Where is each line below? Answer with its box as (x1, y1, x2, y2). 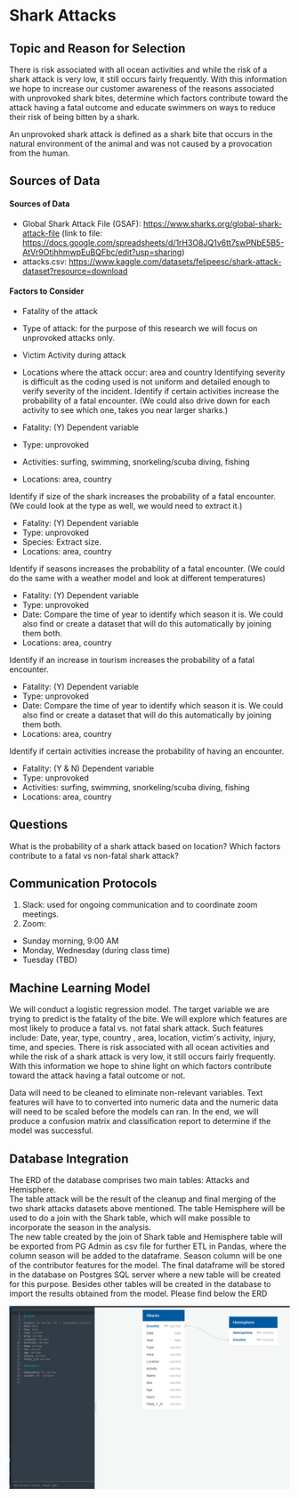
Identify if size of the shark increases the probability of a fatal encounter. (9, 490, 276, 501)
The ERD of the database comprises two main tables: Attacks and (9, 1175, 250, 1186)
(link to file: (61, 228, 103, 239)
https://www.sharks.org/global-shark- (142, 218, 283, 229)
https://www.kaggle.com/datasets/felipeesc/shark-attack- (69, 255, 282, 267)
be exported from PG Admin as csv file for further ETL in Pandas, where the (9, 1241, 287, 1251)
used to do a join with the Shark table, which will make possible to (9, 1212, 251, 1224)
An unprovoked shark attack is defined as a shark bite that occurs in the (9, 129, 273, 139)
